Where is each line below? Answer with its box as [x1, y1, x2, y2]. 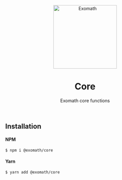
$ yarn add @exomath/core [5, 169, 60, 175]
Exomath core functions [60, 97, 110, 104]
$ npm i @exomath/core [5, 147, 53, 153]
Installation [5, 122, 42, 131]
